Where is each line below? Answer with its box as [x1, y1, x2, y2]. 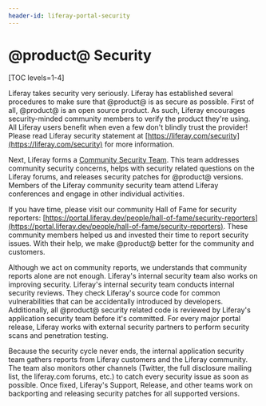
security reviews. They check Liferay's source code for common [8, 287, 221, 297]
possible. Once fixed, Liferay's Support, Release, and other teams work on [8, 380, 253, 389]
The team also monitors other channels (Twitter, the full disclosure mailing [8, 363, 252, 372]
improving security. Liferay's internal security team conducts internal [8, 279, 235, 289]
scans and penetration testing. [8, 330, 109, 340]
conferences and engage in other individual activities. [8, 189, 185, 199]
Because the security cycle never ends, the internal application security [8, 346, 244, 356]
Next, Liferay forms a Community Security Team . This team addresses [8, 155, 240, 164]
